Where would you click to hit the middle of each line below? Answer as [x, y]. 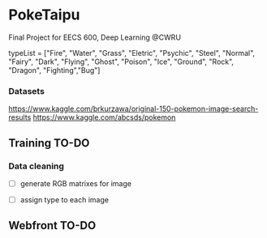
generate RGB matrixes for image [76, 183]
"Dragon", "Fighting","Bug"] [54, 70]
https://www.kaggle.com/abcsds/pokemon [104, 117]
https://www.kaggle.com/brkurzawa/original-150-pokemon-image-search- [133, 109]
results [20, 117]
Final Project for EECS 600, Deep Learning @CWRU [95, 37]
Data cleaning [37, 166]
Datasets [26, 91]
